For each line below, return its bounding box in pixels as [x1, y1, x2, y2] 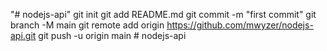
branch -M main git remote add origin [10, 19, 165, 31]
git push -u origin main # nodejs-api [38, 30, 187, 41]
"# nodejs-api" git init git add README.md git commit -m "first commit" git [10, 9, 317, 20]
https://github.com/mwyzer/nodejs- [166, 19, 314, 31]
